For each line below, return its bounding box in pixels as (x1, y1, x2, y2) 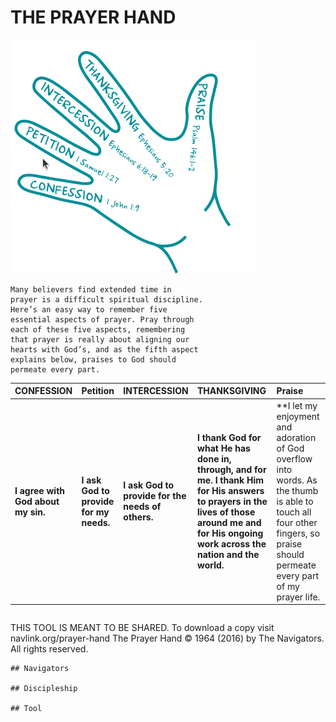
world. (197, 559, 225, 571)
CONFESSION (14, 385, 73, 397)
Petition (81, 385, 115, 397)
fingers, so (276, 527, 321, 539)
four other (276, 516, 318, 528)
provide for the (123, 490, 187, 502)
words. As (276, 474, 318, 486)
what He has (197, 442, 251, 454)
